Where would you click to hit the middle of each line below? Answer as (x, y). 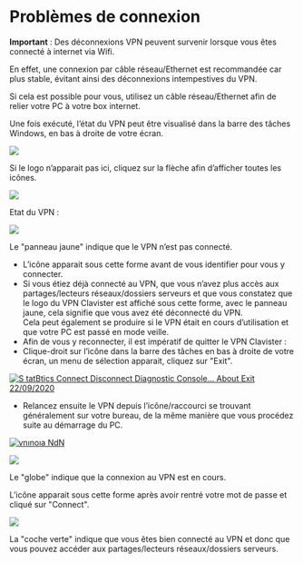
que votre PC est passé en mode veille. (96, 331)
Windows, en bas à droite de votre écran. (86, 133)
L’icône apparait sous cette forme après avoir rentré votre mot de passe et (148, 494)
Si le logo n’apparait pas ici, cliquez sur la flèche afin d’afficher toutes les (146, 168)
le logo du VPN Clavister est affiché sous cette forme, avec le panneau (155, 302)
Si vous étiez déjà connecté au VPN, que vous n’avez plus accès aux (151, 283)
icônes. (23, 177)
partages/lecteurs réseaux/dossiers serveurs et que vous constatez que (157, 293)
